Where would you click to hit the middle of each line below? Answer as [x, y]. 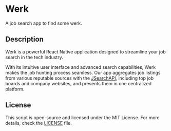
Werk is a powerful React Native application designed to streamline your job [85, 51]
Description [24, 39]
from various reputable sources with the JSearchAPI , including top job [80, 78]
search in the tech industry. [34, 57]
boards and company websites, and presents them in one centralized [79, 83]
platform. [15, 89]
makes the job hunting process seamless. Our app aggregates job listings [83, 72]
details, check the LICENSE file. [39, 123]
